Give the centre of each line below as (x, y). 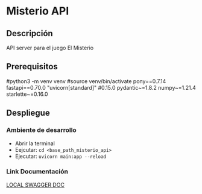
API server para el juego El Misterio (50, 48)
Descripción (30, 33)
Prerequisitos (32, 67)
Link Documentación (37, 172)
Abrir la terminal (35, 143)
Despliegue (28, 113)
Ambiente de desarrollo (41, 130)
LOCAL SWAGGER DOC (36, 184)
